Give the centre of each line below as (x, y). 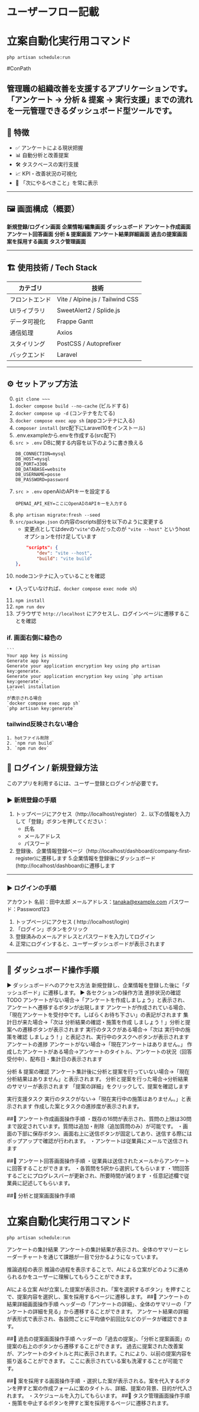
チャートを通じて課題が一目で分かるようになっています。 (92, 1257)
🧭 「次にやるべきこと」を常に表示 (56, 183)
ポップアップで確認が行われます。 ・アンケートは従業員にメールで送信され (97, 1141)
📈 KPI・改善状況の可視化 (46, 174)
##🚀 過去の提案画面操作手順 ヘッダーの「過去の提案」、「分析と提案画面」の (99, 1339)
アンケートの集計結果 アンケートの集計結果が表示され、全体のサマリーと (95, 1250)
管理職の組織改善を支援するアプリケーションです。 (99, 88)
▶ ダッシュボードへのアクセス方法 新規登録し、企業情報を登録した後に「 (96, 985)
